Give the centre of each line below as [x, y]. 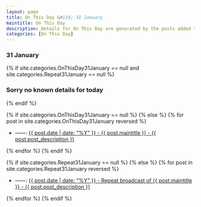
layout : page [22, 12]
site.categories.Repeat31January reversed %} [63, 169]
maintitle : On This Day [36, 23]
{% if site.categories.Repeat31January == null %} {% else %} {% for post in [100, 162]
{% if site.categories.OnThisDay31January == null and [73, 68]
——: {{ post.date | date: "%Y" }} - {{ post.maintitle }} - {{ [86, 133]
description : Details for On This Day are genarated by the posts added [99, 28]
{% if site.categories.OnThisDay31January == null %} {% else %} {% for [95, 115]
